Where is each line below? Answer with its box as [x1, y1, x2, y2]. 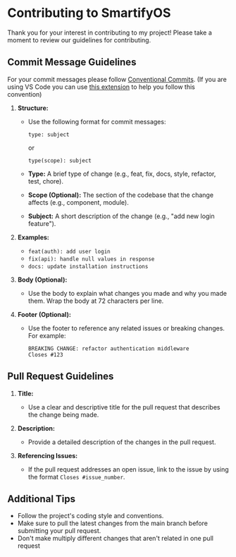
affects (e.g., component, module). [27, 198, 129, 206]
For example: [27, 331, 66, 340]
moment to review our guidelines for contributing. [7, 35, 151, 44]
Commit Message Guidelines [7, 56, 137, 68]
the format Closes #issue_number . [27, 472, 125, 481]
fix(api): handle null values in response [27, 256, 155, 263]
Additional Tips [7, 493, 76, 505]
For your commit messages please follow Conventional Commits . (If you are [7, 75, 228, 83]
